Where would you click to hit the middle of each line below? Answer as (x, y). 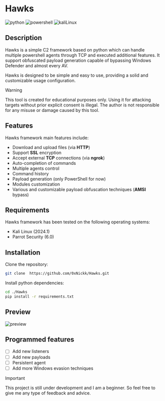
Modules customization (36, 184)
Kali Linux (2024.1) (31, 232)
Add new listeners (31, 351)
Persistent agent (29, 362)
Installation (23, 252)
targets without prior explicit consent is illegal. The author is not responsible (82, 105)
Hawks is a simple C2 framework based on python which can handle (75, 50)
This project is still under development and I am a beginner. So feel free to (80, 388)
